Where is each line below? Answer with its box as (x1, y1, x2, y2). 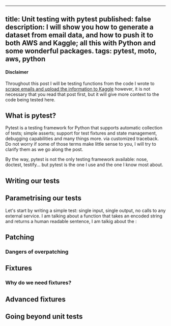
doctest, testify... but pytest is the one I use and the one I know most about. (5, 161, 163, 168)
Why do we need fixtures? (5, 279, 72, 286)
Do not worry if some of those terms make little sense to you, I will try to (5, 141, 156, 147)
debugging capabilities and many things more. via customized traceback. (5, 135, 159, 142)
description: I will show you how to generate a (5, 23, 154, 32)
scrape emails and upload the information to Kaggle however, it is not (5, 86, 151, 92)
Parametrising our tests (5, 194, 81, 203)
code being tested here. (5, 96, 55, 102)
